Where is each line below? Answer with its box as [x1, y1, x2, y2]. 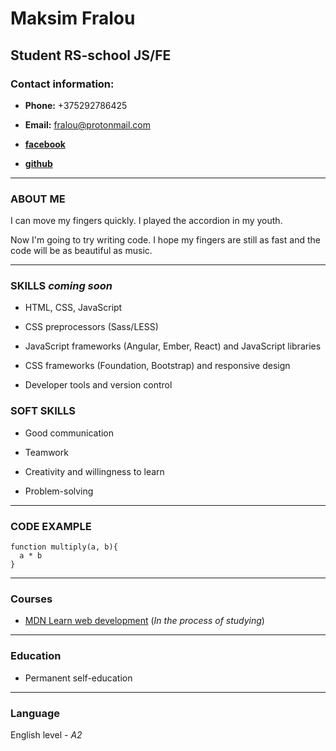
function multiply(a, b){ [10, 542, 118, 552]
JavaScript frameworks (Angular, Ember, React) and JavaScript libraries [24, 340, 322, 352]
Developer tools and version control [24, 379, 173, 391]
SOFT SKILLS [10, 404, 76, 418]
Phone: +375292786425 [24, 99, 128, 111]
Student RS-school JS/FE [10, 47, 172, 64]
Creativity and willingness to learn [24, 465, 165, 477]
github [24, 157, 53, 169]
